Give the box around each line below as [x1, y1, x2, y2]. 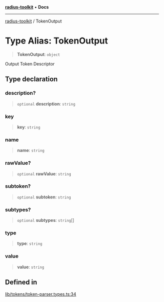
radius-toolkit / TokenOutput [5, 18, 62, 24]
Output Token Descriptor [5, 61, 55, 66]
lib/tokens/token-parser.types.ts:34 [5, 291, 77, 297]
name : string [17, 148, 45, 153]
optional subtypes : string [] [17, 217, 75, 223]
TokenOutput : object [17, 51, 60, 57]
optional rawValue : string [17, 171, 72, 176]
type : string [17, 240, 42, 246]
